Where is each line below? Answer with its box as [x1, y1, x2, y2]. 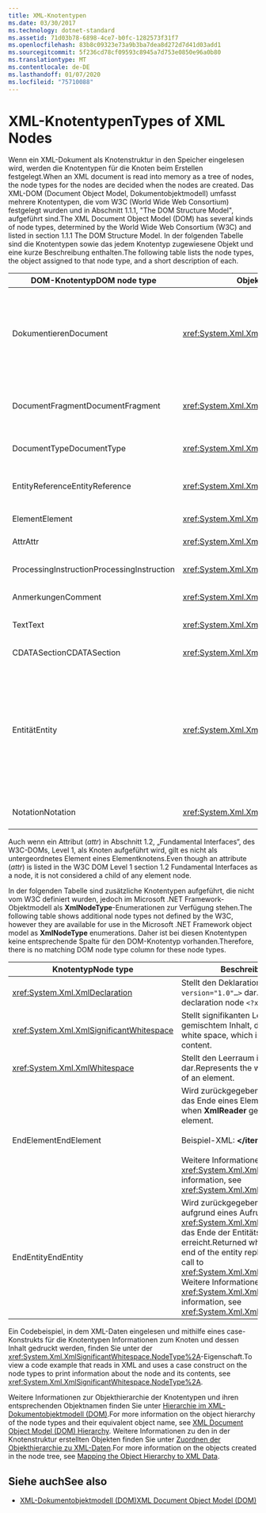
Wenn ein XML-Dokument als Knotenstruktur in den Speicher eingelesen [8, 155, 245, 165]
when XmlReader [180, 1105, 247, 1117]
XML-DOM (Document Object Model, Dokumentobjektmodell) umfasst [8, 189, 237, 198]
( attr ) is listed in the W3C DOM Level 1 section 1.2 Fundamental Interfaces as [8, 862, 258, 872]
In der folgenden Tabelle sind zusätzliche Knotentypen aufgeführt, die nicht [8, 886, 255, 896]
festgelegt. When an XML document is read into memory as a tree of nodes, [8, 172, 254, 182]
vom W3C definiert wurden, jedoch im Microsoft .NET [8, 894, 184, 904]
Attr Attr [12, 536, 40, 547]
